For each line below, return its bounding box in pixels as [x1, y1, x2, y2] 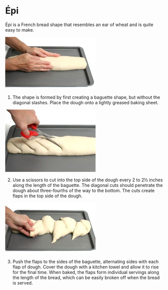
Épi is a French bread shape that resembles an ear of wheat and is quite [5, 22, 154, 28]
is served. [12, 279, 33, 285]
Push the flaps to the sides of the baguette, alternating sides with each [12, 258, 159, 264]
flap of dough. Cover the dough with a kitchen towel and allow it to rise [12, 263, 159, 270]
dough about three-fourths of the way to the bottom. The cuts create [12, 187, 155, 193]
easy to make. [5, 27, 34, 33]
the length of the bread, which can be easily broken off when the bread [12, 274, 160, 280]
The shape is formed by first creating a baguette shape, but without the [12, 94, 160, 100]
